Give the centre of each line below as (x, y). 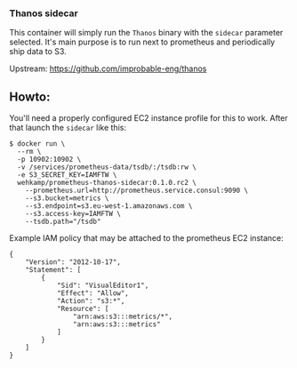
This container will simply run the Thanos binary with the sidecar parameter (146, 33)
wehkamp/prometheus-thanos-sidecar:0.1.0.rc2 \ (107, 183)
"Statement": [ (53, 270)
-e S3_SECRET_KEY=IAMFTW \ (67, 175)
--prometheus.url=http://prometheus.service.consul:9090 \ (137, 191)
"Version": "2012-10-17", (73, 262)
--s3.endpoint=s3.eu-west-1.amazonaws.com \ (109, 206)
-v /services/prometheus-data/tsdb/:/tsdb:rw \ (107, 167)
